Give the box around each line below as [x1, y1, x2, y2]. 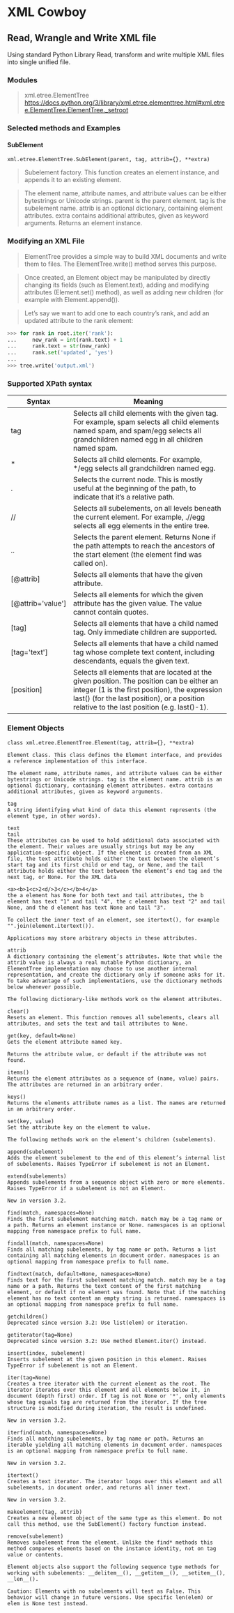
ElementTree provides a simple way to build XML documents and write [24, 252, 227, 260]
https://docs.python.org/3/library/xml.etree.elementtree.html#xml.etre [24, 98, 225, 107]
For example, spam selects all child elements [72, 417, 219, 427]
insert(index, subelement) [7, 1349, 86, 1357]
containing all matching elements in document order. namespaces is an [7, 1252, 219, 1259]
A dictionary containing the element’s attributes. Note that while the [7, 953, 223, 960]
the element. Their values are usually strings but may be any [7, 843, 195, 850]
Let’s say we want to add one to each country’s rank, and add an [24, 308, 210, 317]
